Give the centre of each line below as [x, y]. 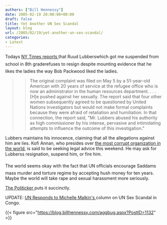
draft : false [19, 19]
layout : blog [19, 28]
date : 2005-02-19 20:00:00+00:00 [40, 14]
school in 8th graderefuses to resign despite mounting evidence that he [78, 64]
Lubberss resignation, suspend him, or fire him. [53, 154]
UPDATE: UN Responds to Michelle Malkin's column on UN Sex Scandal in [81, 197]
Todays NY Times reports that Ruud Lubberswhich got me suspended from [82, 56]
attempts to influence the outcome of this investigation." [87, 128]
